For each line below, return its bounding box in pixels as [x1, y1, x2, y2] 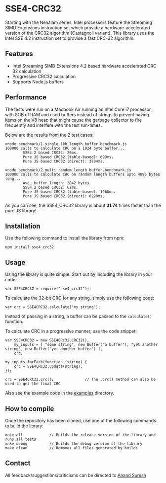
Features [5, 50, 33, 58]
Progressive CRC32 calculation [12, 73, 76, 80]
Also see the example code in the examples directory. [5, 390, 115, 396]
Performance [5, 93, 47, 102]
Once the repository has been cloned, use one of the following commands [5, 418, 157, 423]
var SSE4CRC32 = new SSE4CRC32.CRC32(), [5, 338, 90, 343]
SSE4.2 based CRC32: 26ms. [23, 150, 79, 155]
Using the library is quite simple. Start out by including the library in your [5, 271, 153, 277]
